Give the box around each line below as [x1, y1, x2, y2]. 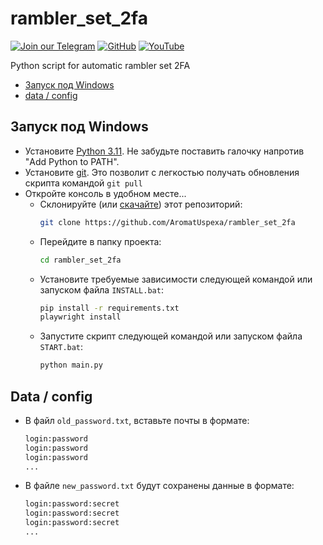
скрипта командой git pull [24, 177, 143, 189]
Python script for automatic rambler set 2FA [10, 59, 191, 71]
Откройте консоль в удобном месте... [24, 187, 187, 199]
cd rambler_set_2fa [39, 255, 122, 265]
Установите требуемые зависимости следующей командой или [39, 273, 313, 285]
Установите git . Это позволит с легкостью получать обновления [24, 166, 300, 178]
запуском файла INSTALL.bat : [39, 283, 164, 296]
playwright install [39, 312, 122, 322]
